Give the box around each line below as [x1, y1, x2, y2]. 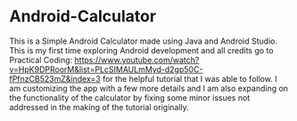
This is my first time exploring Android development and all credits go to [9, 44, 274, 55]
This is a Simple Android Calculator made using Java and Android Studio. [9, 36, 278, 46]
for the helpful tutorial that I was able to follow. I [102, 73, 278, 84]
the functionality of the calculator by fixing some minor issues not [9, 92, 251, 103]
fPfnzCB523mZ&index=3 [9, 73, 101, 84]
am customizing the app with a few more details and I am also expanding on [9, 83, 288, 93]
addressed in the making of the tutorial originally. [9, 101, 189, 112]
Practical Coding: [9, 54, 73, 65]
